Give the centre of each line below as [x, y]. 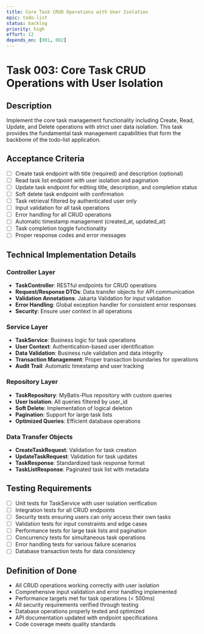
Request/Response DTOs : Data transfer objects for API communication [105, 292]
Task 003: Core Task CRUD [76, 70]
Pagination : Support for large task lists [64, 414]
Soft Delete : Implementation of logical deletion [74, 408]
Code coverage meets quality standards [65, 624]
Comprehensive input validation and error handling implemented [96, 592]
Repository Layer [32, 382]
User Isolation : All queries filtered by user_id [71, 402]
